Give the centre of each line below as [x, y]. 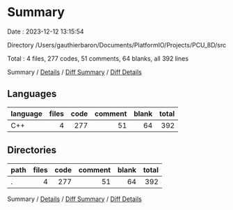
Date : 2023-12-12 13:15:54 [46, 31]
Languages [32, 94]
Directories [32, 150]
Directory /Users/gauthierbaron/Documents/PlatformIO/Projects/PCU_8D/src [117, 45]
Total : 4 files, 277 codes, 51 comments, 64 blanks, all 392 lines [98, 58]
